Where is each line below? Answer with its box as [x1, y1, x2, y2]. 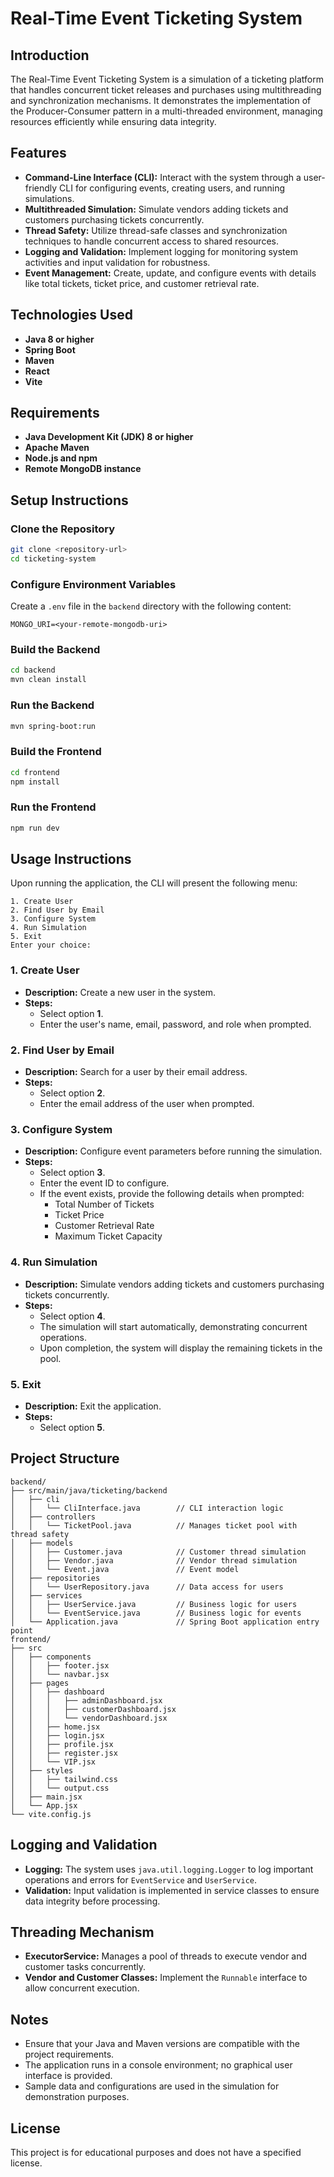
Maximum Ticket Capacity [54, 1230, 163, 1242]
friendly [24, 182, 58, 194]
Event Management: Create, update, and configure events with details [24, 267, 317, 279]
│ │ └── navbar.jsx [10, 1669, 110, 1679]
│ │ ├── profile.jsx [10, 1739, 114, 1749]
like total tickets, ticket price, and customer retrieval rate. [24, 277, 260, 289]
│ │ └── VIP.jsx [10, 1757, 97, 1767]
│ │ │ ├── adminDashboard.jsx [10, 1695, 163, 1706]
